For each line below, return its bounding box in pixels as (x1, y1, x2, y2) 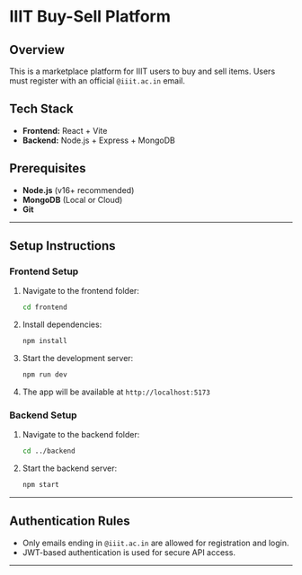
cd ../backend (22, 447, 75, 456)
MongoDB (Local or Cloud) (22, 194, 123, 205)
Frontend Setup (9, 265, 79, 278)
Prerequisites (9, 161, 86, 176)
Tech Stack (9, 102, 74, 117)
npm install (22, 337, 67, 346)
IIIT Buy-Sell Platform (9, 6, 171, 27)
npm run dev (22, 370, 67, 379)
